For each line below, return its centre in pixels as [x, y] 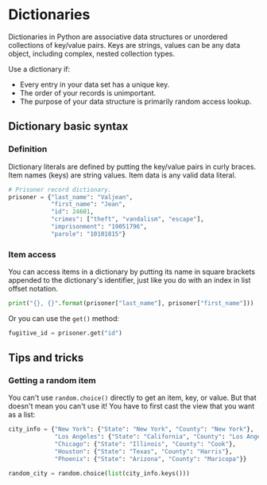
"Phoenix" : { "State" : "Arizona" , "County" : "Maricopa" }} [151, 459]
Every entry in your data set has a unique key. [95, 84]
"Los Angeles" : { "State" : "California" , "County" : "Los [149, 437]
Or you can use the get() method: [64, 318]
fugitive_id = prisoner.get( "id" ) [66, 333]
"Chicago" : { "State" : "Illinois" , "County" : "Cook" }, [145, 444]
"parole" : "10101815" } [88, 234]
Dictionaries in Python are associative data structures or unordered [118, 37]
